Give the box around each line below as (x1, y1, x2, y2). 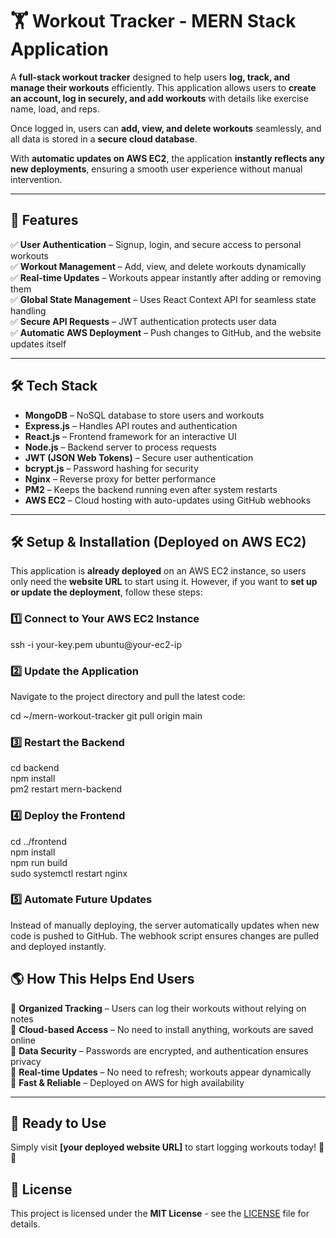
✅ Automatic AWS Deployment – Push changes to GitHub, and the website (10, 326, 322, 338)
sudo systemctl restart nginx (10, 867, 128, 879)
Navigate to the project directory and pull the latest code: (10, 690, 246, 702)
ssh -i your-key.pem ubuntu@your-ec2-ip (10, 638, 182, 650)
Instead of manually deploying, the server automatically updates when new (10, 919, 320, 931)
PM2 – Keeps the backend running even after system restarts (24, 483, 278, 495)
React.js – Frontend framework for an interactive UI (24, 430, 237, 442)
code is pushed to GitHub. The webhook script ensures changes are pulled (10, 929, 320, 942)
